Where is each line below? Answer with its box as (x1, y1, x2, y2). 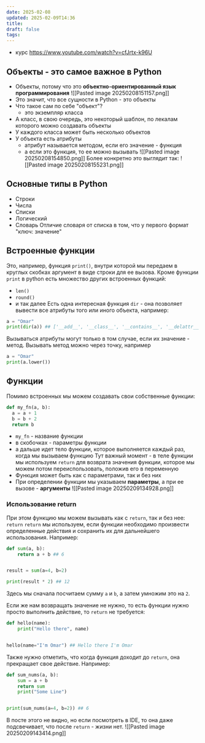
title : (6, 20, 23, 26)
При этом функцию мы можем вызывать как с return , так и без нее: (6, 514, 185, 521)
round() (15, 294, 35, 301)
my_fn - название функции (15, 432, 83, 440)
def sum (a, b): (6, 545, 45, 551)
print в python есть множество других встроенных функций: (6, 274, 167, 282)
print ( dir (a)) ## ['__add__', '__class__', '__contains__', (6, 324, 164, 330)
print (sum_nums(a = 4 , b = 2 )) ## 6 (6, 706, 89, 712)
